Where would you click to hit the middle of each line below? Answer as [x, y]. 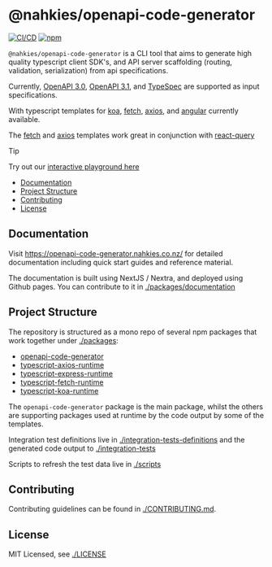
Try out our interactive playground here [74, 166]
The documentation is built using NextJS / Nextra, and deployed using [126, 277]
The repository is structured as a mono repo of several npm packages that [133, 332]
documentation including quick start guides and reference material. [121, 262]
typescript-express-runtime [67, 373]
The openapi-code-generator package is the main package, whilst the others [136, 406]
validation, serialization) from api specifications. [89, 70]
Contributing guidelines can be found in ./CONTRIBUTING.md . [112, 509]
